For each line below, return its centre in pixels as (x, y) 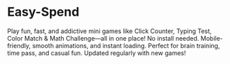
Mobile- (212, 38)
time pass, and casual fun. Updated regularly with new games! (97, 53)
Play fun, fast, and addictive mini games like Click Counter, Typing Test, (109, 31)
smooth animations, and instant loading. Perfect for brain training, (126, 45)
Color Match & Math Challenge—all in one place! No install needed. (103, 38)
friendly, (19, 45)
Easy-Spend (43, 12)
